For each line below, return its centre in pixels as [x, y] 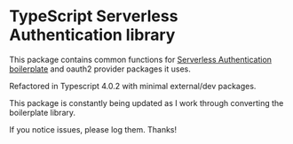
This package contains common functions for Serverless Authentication [141, 59]
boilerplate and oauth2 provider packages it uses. [100, 69]
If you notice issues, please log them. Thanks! [93, 129]
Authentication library [92, 35]
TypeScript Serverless [94, 16]
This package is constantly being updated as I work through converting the [146, 102]
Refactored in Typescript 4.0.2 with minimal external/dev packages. [133, 86]
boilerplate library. [43, 112]
